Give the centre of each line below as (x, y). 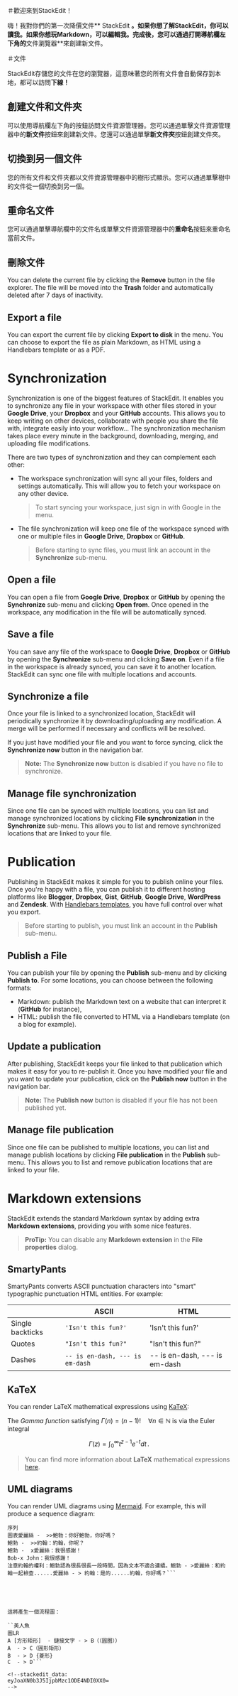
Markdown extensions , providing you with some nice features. (100, 1226)
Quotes (23, 1344)
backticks (27, 1332)
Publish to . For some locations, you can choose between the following (110, 980)
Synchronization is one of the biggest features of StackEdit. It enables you (116, 398)
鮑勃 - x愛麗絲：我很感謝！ (44, 1551)
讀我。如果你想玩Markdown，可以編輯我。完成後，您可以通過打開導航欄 (113, 34)
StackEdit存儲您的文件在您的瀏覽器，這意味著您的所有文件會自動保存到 (111, 74)
